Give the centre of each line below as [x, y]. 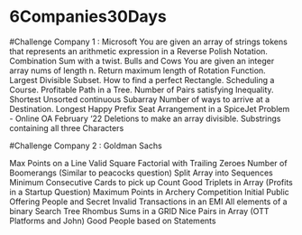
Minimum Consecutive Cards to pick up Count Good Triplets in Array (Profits [151, 182]
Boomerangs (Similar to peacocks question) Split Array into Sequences [141, 173]
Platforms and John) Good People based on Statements [113, 221]
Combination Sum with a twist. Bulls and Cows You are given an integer [142, 61]
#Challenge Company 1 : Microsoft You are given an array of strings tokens [149, 42]
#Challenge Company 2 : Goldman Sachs [86, 146]
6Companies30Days [88, 17]
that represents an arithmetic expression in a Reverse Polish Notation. [139, 51]
